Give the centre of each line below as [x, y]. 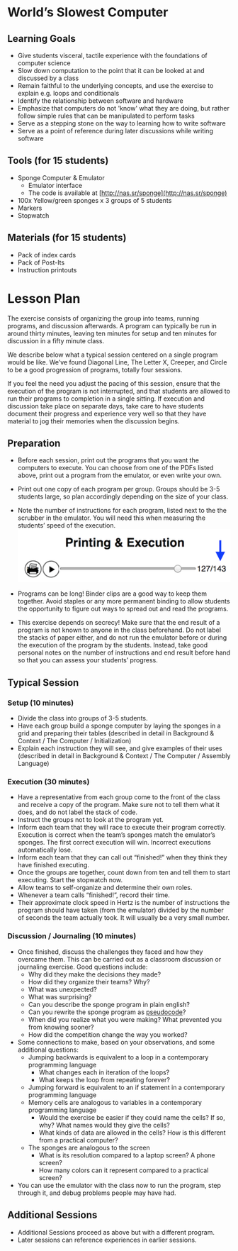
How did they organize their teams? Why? [89, 982]
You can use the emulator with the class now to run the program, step [119, 1185]
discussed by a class [48, 78]
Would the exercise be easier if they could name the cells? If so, [132, 1117]
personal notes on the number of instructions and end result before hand [124, 652]
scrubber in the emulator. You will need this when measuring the [112, 518]
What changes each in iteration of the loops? [104, 1072]
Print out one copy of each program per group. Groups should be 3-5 [119, 489]
